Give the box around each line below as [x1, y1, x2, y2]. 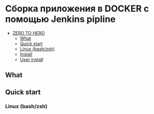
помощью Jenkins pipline [5, 13, 116, 25]
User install [19, 56, 43, 62]
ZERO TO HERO [12, 30, 45, 36]
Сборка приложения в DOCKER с [5, 3, 149, 14]
